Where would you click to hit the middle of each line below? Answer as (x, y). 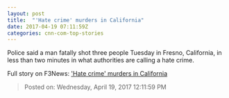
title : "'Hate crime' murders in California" (76, 20)
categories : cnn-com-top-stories (56, 33)
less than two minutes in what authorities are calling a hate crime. (101, 60)
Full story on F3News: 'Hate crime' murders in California (87, 74)
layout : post (26, 14)
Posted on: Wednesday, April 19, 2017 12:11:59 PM (95, 87)
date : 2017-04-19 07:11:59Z (48, 26)
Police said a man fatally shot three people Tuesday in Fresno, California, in (114, 53)
